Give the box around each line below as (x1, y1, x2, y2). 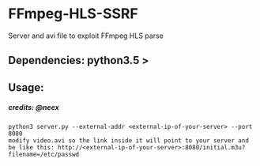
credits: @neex (8, 103, 59, 112)
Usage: (8, 81, 45, 94)
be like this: (8, 143, 55, 151)
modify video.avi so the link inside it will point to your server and (8, 136, 249, 145)
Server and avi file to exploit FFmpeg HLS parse (8, 31, 164, 40)
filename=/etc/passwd (8, 150, 80, 158)
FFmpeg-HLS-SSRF (8, 5, 138, 23)
